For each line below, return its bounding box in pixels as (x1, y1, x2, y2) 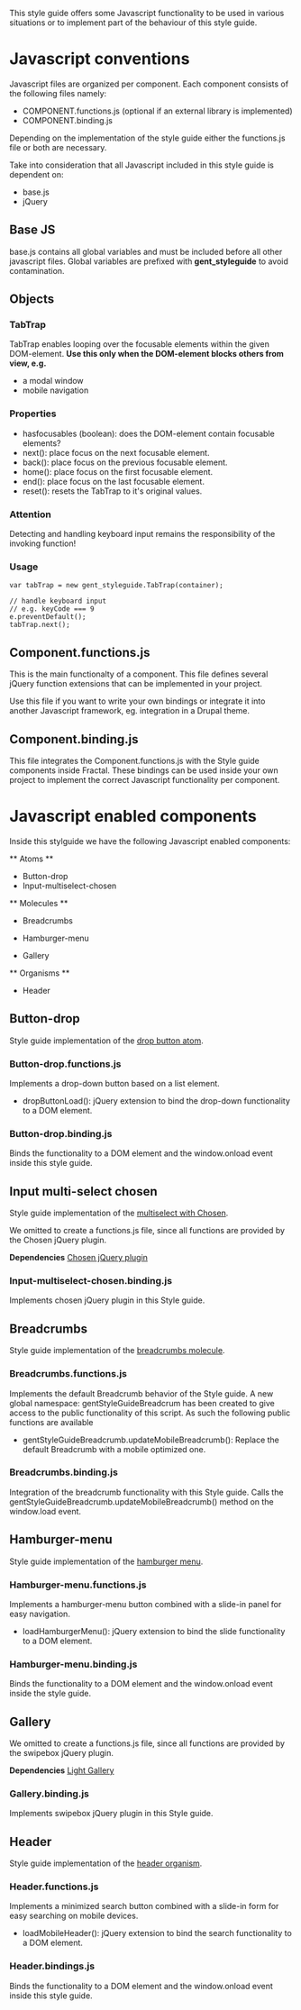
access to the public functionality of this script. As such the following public (9, 1407, 291, 1418)
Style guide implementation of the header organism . (9, 1858, 203, 1869)
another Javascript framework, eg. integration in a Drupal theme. (9, 705, 251, 716)
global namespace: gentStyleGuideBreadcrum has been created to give (9, 1397, 275, 1408)
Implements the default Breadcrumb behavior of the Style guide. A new (9, 1387, 274, 1399)
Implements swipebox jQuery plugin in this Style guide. (9, 1808, 214, 1819)
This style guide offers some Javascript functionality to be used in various (9, 8, 285, 18)
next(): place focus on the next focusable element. (22, 447, 210, 458)
